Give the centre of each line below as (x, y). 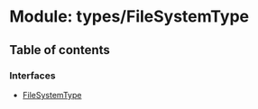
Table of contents (60, 50)
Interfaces (32, 76)
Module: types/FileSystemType (129, 17)
